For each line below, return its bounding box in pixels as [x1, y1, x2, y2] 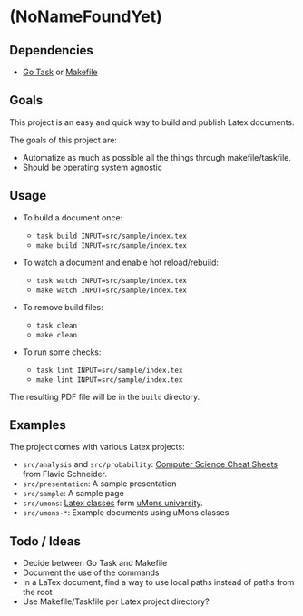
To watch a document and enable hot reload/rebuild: [22, 257, 220, 268]
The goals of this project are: [9, 134, 118, 145]
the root [22, 587, 53, 598]
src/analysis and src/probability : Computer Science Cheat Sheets [22, 459, 279, 470]
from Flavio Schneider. [22, 469, 107, 480]
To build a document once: [22, 211, 123, 223]
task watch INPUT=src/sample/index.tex [35, 276, 188, 285]
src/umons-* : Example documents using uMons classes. [22, 507, 231, 518]
